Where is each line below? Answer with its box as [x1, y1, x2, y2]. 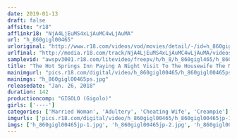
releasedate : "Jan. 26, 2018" [7, 82, 97, 89]
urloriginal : [7, 43, 46, 50]
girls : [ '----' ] [7, 102, 55, 109]
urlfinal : [7, 50, 37, 57]
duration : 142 [7, 88, 49, 95]
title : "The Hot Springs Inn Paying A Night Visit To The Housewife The [7, 62, 226, 69]
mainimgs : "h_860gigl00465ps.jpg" [7, 75, 109, 83]
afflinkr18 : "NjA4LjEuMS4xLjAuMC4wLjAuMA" [7, 29, 134, 37]
